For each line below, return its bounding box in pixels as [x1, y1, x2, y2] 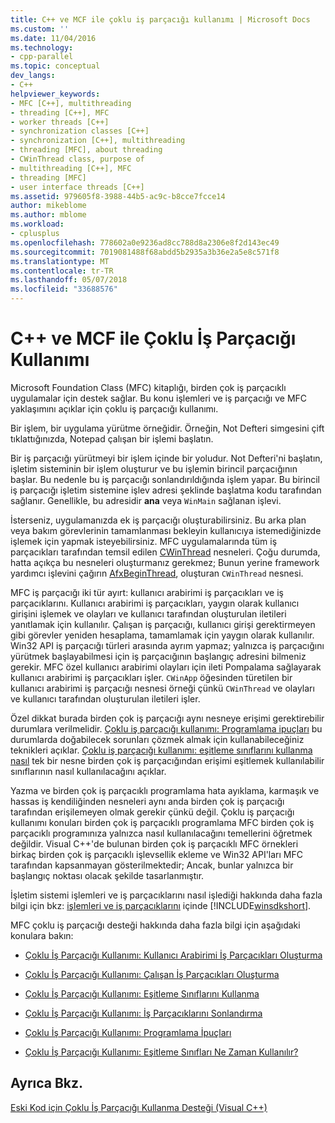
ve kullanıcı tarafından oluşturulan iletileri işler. [10, 692, 201, 705]
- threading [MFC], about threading [10, 145, 163, 155]
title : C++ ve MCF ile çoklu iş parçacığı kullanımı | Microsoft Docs [10, 14, 311, 25]
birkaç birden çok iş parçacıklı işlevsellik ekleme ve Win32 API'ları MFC [10, 848, 303, 860]
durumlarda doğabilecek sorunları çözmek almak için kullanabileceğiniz [10, 733, 305, 745]
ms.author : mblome [10, 210, 87, 220]
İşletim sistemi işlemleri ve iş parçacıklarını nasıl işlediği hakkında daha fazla [10, 889, 323, 901]
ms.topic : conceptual [10, 61, 101, 71]
